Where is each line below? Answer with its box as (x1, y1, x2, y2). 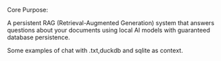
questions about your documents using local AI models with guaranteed (7, 26, 211, 34)
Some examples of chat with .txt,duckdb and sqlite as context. (7, 47, 183, 54)
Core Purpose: (7, 6, 49, 14)
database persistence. (7, 33, 71, 41)
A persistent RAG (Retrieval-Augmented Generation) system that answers (7, 19, 215, 26)
